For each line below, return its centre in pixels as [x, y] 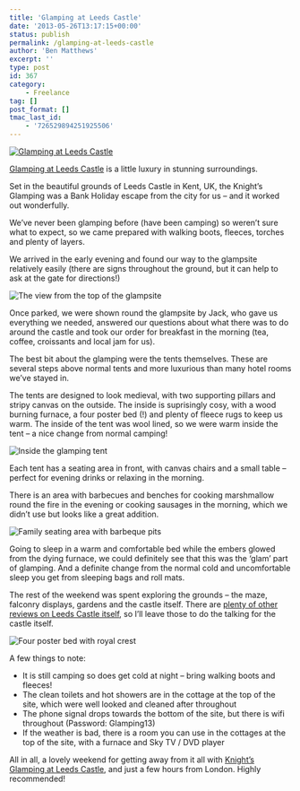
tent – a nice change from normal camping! [89, 433]
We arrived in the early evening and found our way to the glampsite [133, 259]
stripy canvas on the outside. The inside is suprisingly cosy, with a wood [143, 405]
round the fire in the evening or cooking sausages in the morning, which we [149, 504]
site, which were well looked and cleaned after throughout [129, 704]
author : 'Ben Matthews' [54, 51]
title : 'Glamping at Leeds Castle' [76, 17]
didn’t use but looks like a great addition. [84, 514]
